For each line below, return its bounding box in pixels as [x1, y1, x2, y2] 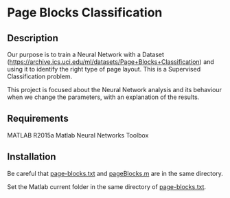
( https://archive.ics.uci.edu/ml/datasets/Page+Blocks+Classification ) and [7, 58, 214, 66]
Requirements [7, 113, 69, 124]
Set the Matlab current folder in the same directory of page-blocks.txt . [7, 182, 207, 190]
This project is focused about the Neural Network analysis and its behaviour [7, 86, 222, 93]
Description [7, 32, 58, 44]
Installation [7, 151, 56, 163]
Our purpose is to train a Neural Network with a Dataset [7, 50, 165, 58]
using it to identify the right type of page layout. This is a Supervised [7, 65, 201, 73]
